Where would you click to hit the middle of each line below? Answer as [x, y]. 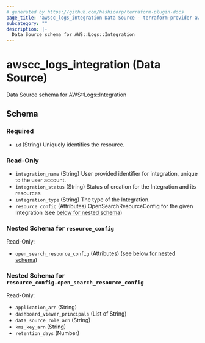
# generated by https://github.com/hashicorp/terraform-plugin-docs [95, 12]
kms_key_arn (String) [40, 327]
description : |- [27, 29]
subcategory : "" [27, 23]
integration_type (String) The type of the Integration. [82, 200]
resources [28, 193]
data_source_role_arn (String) [53, 320]
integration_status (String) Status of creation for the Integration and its [106, 187]
